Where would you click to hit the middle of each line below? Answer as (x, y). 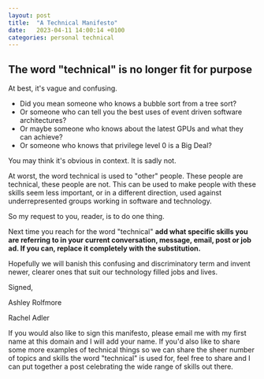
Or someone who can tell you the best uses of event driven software (131, 112)
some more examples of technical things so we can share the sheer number (131, 350)
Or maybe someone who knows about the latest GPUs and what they (132, 129)
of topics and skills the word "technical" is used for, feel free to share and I (129, 359)
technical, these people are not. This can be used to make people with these (132, 184)
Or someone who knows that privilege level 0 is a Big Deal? (116, 146)
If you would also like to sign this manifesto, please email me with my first (127, 333)
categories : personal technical (61, 37)
